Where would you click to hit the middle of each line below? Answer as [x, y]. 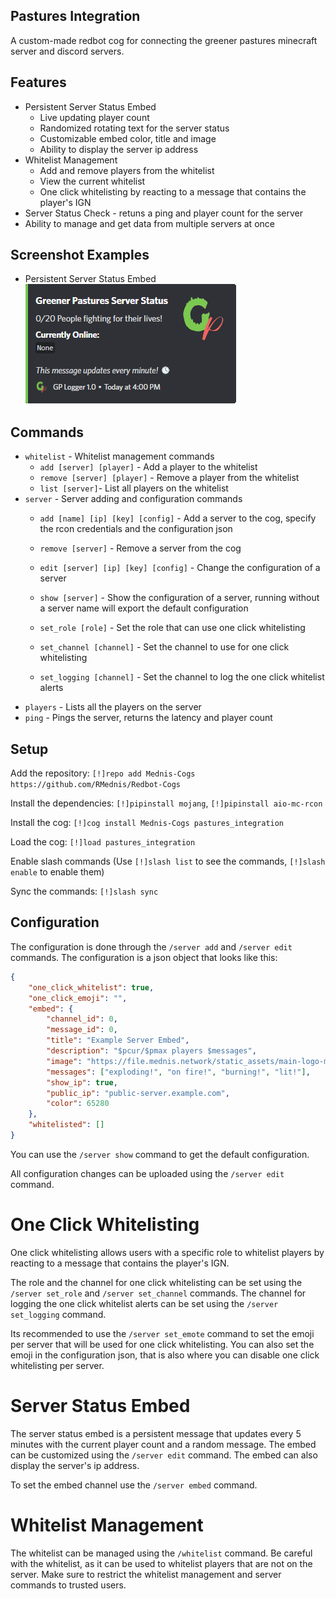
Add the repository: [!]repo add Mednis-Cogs [103, 773]
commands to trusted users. [68, 1585]
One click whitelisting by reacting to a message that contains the [173, 191]
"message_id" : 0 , [82, 1030]
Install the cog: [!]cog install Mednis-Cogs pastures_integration [147, 823]
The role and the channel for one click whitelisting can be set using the [156, 1282]
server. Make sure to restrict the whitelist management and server [146, 1574]
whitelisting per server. [57, 1365]
